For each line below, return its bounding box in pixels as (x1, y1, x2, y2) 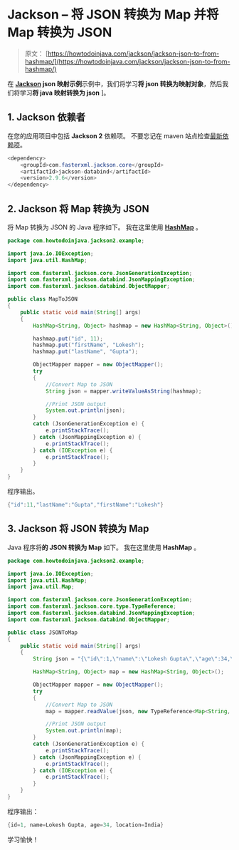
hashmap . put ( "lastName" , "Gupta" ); (33, 348, 139, 356)
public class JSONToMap (7, 628, 78, 636)
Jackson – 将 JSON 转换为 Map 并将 (7, 6, 219, 23)
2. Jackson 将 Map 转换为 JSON (7, 202, 149, 214)
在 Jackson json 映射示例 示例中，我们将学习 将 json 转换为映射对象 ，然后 (7, 79, 223, 88)
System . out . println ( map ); (45, 727, 122, 735)
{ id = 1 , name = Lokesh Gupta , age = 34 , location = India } (7, 821, 164, 829)
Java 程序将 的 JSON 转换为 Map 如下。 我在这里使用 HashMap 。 (7, 543, 201, 551)
